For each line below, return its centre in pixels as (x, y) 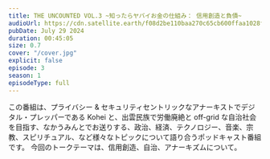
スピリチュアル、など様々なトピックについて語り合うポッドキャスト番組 (142, 137)
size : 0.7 (25, 46)
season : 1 (25, 75)
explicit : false (35, 61)
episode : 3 (27, 68)
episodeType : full (39, 83)
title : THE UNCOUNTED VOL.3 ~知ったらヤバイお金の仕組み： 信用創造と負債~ (125, 16)
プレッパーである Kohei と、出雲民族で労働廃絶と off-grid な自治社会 (143, 116)
